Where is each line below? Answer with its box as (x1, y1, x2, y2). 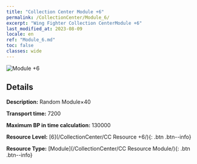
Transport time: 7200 (6, 110, 61, 117)
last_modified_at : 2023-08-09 (6, 25, 83, 32)
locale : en (6, 31, 34, 37)
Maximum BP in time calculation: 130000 (6, 121, 111, 128)
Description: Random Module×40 (6, 98, 91, 106)
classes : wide (6, 48, 42, 54)
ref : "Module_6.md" (6, 37, 56, 43)
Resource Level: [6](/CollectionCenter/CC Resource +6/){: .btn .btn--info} (6, 133, 192, 140)
